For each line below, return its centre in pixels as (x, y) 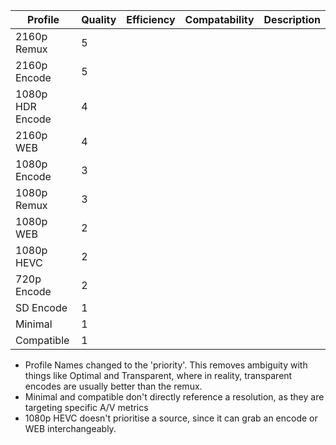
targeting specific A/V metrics (86, 407)
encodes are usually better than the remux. (113, 386)
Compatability (219, 19)
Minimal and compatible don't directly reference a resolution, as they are (174, 397)
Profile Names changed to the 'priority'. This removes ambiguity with (166, 365)
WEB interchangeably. (70, 428)
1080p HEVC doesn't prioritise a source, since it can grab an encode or (171, 418)
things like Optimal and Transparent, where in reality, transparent (158, 375)
